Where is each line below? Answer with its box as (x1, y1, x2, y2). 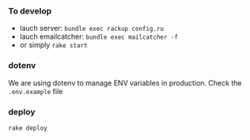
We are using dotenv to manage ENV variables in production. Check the (8, 78, 242, 88)
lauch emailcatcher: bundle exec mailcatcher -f (19, 32, 178, 41)
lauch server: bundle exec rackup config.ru (19, 24, 165, 33)
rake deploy (8, 124, 47, 132)
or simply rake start (19, 40, 88, 50)
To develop (8, 6, 52, 17)
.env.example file (8, 86, 63, 96)
